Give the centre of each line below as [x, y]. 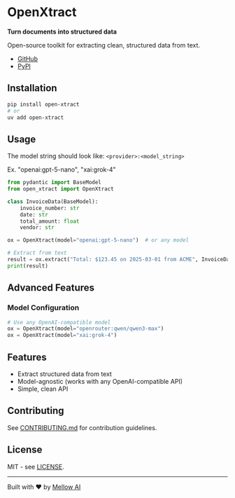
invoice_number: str [50, 208]
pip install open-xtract [43, 104]
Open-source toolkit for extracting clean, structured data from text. [104, 45]
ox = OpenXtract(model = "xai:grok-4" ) [62, 336]
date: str [34, 214]
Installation [32, 88]
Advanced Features [51, 288]
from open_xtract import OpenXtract [60, 189]
